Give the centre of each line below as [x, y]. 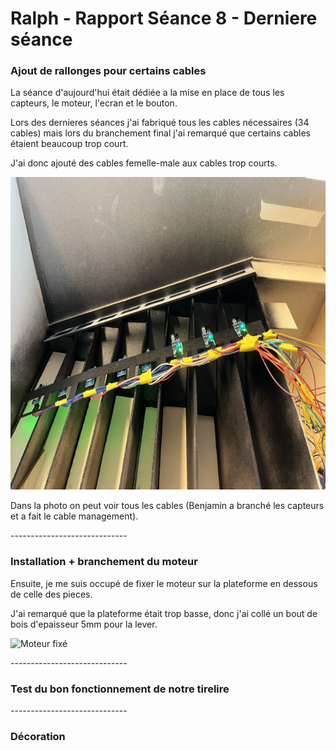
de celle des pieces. [51, 594]
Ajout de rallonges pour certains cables [108, 71]
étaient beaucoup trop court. [69, 144]
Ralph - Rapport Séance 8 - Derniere [164, 18]
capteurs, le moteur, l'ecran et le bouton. [94, 103]
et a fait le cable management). [74, 516]
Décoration [38, 736]
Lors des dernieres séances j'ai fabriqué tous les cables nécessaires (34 [160, 123]
